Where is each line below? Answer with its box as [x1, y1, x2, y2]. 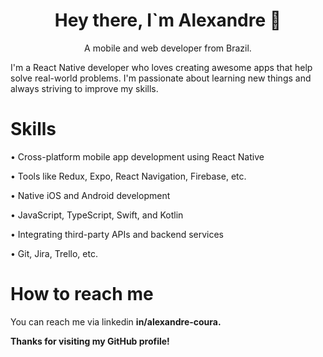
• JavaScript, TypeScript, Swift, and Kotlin [10, 209, 184, 221]
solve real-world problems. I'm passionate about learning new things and [10, 72, 312, 84]
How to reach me [10, 283, 154, 306]
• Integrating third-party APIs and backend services [10, 228, 225, 240]
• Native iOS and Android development [10, 189, 171, 201]
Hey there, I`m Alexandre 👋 [54, 9, 282, 32]
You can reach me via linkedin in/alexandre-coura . [10, 315, 222, 328]
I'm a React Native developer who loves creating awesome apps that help [10, 61, 313, 73]
